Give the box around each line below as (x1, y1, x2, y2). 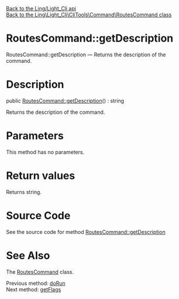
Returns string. (6, 188, 42, 195)
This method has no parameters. (6, 148, 85, 155)
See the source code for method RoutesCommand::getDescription (6, 228, 166, 235)
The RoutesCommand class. (6, 268, 74, 275)
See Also (6, 249, 50, 262)
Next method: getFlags (6, 286, 61, 293)
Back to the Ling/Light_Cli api (6, 5, 76, 12)
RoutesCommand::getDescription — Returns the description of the (6, 51, 166, 58)
